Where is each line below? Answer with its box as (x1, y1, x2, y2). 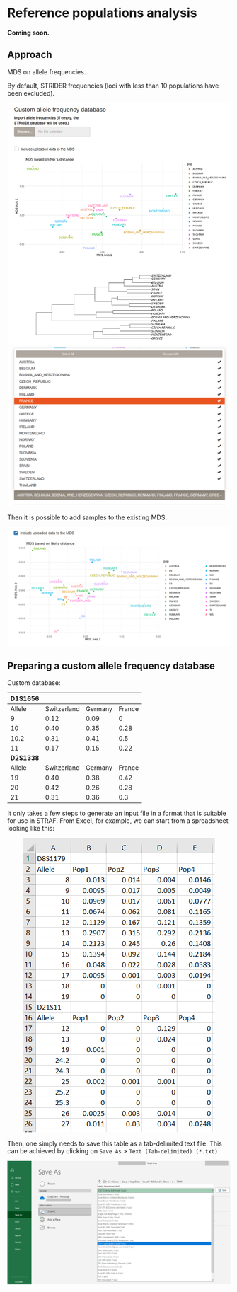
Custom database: (7, 679, 62, 687)
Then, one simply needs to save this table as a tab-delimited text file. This (7, 1139, 223, 1148)
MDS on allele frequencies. (7, 67, 86, 76)
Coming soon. (7, 28, 50, 37)
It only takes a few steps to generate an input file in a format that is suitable (7, 809, 226, 817)
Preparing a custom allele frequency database (7, 659, 216, 671)
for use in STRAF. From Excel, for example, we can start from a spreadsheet (7, 816, 229, 825)
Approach (7, 49, 52, 61)
